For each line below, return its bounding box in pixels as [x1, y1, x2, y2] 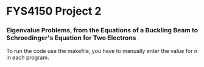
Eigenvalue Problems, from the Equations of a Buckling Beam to [6, 26, 199, 35]
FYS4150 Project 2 [6, 4, 102, 18]
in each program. [6, 54, 49, 62]
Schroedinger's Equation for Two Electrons [6, 33, 136, 42]
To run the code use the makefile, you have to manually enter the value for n [6, 48, 198, 55]
